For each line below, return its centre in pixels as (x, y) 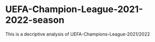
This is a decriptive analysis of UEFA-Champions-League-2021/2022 (77, 34)
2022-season (35, 20)
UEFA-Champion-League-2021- (74, 9)
